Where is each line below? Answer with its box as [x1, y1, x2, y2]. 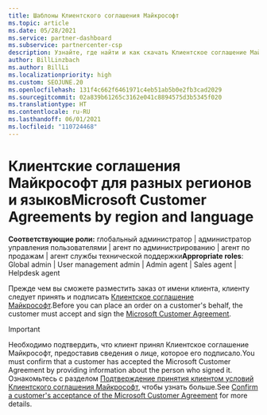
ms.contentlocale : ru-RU [8, 108, 91, 116]
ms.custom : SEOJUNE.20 [8, 78, 83, 86]
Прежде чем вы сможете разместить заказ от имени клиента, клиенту [8, 284, 250, 293]
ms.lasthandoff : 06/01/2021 [8, 115, 102, 123]
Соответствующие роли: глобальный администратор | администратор [8, 234, 252, 244]
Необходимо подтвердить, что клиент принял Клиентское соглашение [8, 339, 249, 349]
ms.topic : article [8, 19, 69, 27]
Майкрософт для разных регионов [8, 174, 252, 192]
